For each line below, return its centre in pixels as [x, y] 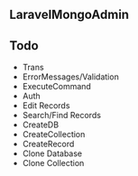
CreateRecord [48, 144]
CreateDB [41, 125]
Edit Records [46, 106]
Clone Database [52, 153]
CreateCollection [54, 134]
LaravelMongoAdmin [69, 15]
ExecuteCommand [57, 87]
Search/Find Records [62, 116]
